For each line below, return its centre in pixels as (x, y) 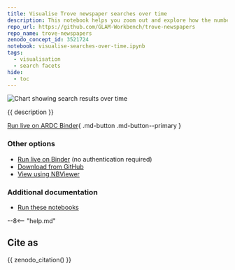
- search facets (37, 66)
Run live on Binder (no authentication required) (85, 159)
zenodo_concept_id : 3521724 (48, 40)
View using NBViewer (49, 174)
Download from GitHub (50, 166)
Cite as (23, 243)
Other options (31, 144)
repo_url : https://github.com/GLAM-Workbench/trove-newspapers (101, 27)
